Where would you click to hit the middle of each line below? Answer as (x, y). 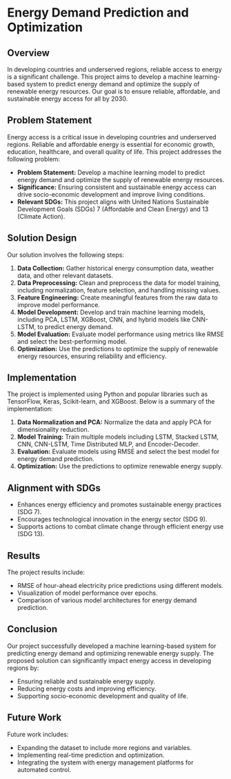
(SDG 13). (31, 534)
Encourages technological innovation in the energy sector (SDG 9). (112, 520)
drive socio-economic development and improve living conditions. (111, 194)
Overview (29, 53)
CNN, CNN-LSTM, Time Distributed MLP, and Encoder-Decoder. (108, 444)
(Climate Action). (41, 216)
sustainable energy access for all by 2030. (68, 99)
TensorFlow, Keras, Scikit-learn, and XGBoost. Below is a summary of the (111, 402)
